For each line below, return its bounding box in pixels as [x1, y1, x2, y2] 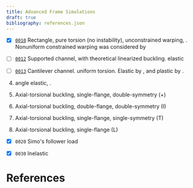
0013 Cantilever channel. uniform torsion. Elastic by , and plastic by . [14, 67, 184, 74]
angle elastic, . [14, 79, 51, 86]
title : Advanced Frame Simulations [6, 8, 96, 15]
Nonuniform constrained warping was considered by [14, 43, 147, 51]
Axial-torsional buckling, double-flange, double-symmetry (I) [14, 102, 166, 110]
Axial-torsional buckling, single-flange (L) [14, 126, 119, 133]
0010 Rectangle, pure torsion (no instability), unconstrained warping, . [14, 37, 188, 44]
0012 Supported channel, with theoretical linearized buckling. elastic [14, 55, 184, 62]
